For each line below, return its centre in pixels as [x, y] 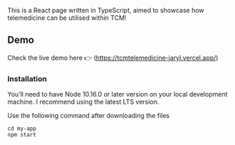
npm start [22, 135]
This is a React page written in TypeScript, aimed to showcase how [106, 10]
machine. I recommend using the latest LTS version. [83, 102]
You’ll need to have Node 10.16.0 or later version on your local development [117, 95]
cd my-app [22, 129]
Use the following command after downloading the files [88, 116]
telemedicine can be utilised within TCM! [67, 18]
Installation [27, 79]
